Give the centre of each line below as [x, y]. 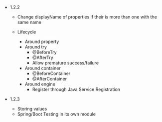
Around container [43, 68]
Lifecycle [27, 32]
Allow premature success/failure [65, 63]
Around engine [40, 84]
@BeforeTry [44, 52]
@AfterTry [43, 57]
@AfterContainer [50, 79]
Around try [36, 47]
